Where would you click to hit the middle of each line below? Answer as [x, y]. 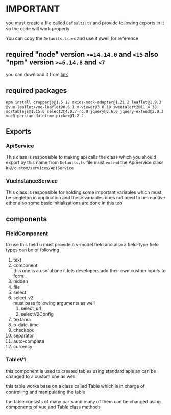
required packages [36, 90]
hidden [21, 281]
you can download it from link [37, 74]
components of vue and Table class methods [53, 407]
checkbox [24, 330]
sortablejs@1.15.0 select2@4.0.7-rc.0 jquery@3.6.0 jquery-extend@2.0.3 [85, 111]
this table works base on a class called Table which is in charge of [75, 386]
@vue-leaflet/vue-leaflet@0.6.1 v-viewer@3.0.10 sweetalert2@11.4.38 [81, 107]
